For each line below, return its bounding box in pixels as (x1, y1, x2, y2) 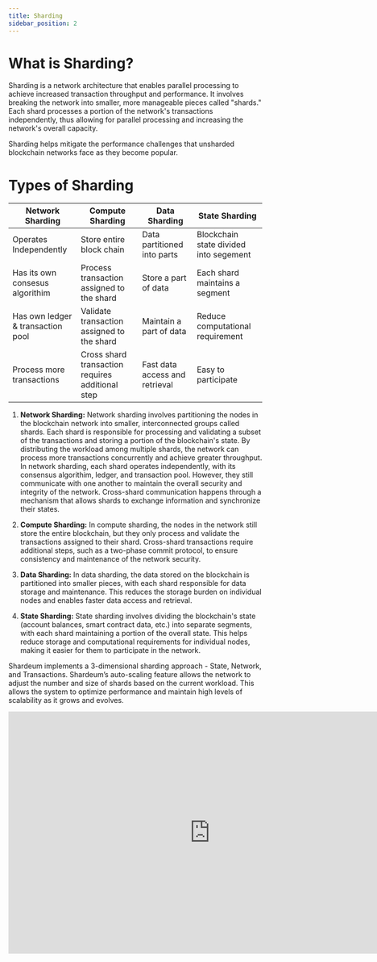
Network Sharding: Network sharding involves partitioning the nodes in (19, 410, 259, 420)
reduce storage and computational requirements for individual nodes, (19, 637, 251, 646)
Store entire (80, 234, 126, 245)
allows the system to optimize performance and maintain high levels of (8, 687, 243, 696)
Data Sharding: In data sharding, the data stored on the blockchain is (19, 570, 250, 579)
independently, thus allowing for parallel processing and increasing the (8, 115, 244, 125)
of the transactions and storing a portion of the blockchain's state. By (19, 436, 251, 445)
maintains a (197, 278, 240, 289)
